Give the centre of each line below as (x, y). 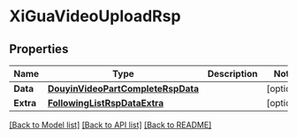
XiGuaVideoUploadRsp (95, 16)
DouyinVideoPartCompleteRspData (123, 88)
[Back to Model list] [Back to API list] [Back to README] (110, 125)
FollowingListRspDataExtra (106, 103)
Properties (39, 49)
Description (232, 74)
